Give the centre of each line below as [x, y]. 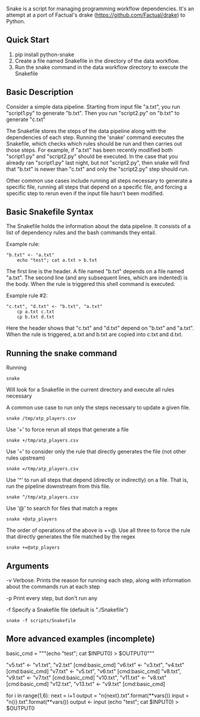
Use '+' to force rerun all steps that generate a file [68, 430]
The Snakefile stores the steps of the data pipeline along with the [86, 131]
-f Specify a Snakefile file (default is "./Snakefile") [67, 610]
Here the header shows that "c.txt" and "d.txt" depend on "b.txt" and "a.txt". [100, 328]
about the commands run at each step [53, 587]
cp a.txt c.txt [36, 312]
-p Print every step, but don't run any [52, 598]
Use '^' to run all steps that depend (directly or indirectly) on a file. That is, [97, 480]
